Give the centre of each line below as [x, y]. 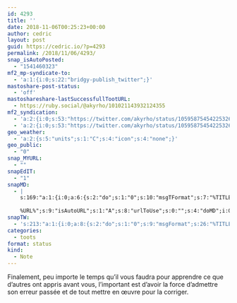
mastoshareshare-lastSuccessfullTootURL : [69, 100]
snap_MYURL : [25, 159]
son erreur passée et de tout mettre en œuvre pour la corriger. [98, 292]
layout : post [26, 40]
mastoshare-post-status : [44, 86]
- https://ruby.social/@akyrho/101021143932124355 [90, 106]
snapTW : [19, 218]
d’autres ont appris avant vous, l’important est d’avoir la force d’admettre [113, 284]
